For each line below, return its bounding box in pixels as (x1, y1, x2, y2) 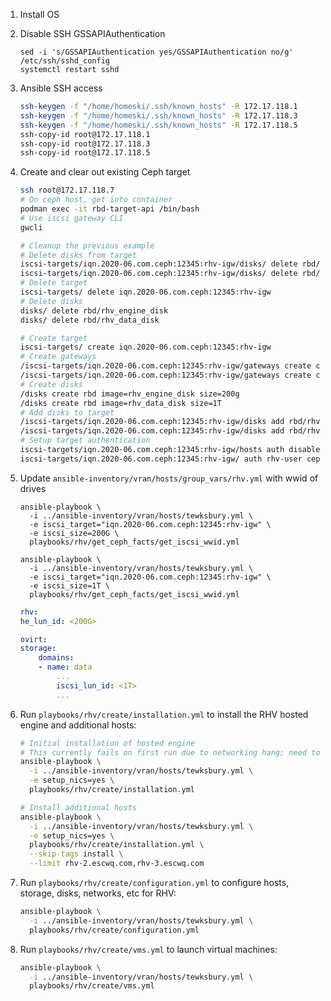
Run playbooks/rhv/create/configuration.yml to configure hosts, (19, 877, 290, 888)
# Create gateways (19, 352, 97, 362)
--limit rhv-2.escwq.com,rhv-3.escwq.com (29, 859, 205, 869)
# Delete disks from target (19, 250, 137, 260)
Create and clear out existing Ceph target (19, 166, 191, 178)
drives (19, 482, 47, 494)
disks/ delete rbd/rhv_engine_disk (19, 305, 169, 316)
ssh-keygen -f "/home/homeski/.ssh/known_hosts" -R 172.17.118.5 (19, 120, 298, 130)
